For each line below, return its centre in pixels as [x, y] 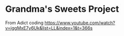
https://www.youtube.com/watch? [80, 23]
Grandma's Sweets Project [62, 9]
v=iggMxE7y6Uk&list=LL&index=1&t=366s [49, 28]
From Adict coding [24, 23]
